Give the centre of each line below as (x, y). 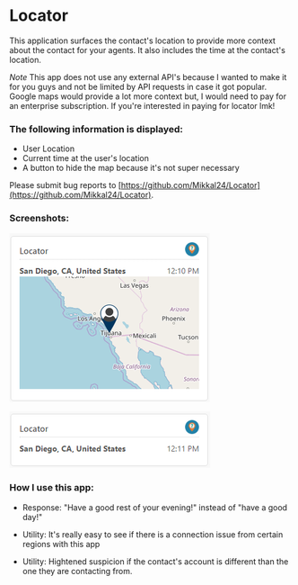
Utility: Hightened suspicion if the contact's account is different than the (155, 561)
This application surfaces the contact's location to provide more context (143, 40)
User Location (48, 148)
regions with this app (61, 544)
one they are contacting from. (77, 571)
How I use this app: (52, 488)
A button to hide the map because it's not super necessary (131, 168)
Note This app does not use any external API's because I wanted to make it (148, 76)
